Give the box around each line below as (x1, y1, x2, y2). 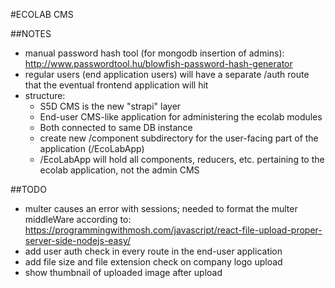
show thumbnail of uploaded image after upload (24, 267, 223, 278)
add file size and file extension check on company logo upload (24, 256, 283, 268)
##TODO (10, 184, 47, 195)
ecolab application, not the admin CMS (39, 164, 200, 176)
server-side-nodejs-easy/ (24, 235, 131, 246)
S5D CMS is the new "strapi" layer (39, 100, 182, 112)
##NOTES (10, 28, 52, 39)
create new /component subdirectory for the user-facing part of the (39, 132, 319, 144)
